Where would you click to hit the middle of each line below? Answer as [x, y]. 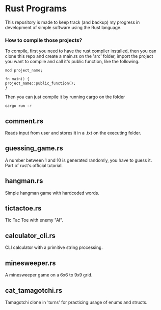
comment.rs [24, 121]
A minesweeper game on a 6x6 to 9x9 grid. [49, 275]
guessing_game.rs [34, 148]
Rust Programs [36, 9]
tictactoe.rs [23, 208]
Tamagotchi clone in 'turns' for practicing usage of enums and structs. [76, 302]
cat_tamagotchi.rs [34, 291]
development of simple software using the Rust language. [63, 27]
